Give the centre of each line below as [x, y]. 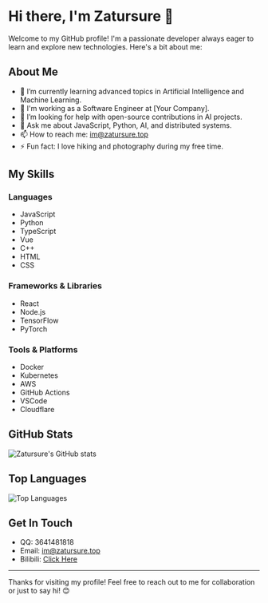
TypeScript [38, 232]
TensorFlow [39, 320]
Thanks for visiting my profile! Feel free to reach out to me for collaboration [132, 582]
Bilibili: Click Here [49, 559]
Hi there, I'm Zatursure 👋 [91, 16]
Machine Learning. [51, 100]
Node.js [33, 311]
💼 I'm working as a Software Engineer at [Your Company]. [114, 108]
